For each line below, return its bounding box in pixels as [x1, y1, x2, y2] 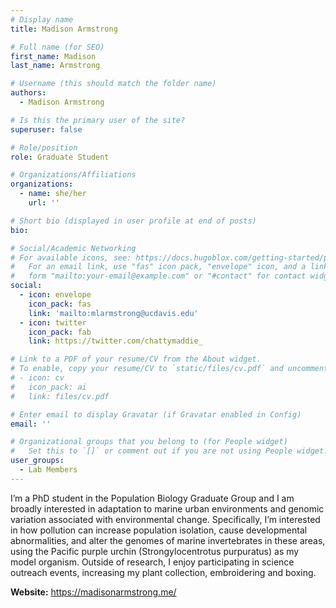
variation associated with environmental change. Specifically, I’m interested [10, 513, 321, 525]
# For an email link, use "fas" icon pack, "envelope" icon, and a [10, 262, 307, 272]
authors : [10, 88, 47, 98]
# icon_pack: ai [10, 382, 87, 392]
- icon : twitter [19, 317, 87, 328]
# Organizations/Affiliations [10, 170, 137, 180]
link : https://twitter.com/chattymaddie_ [28, 336, 203, 346]
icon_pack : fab [28, 327, 92, 337]
